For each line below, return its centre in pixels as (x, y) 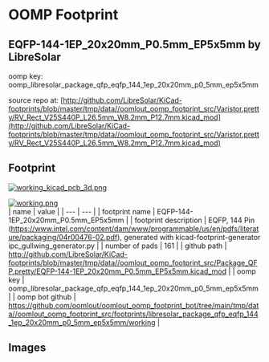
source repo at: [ (36, 100)
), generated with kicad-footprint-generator (189, 237)
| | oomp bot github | (42, 297)
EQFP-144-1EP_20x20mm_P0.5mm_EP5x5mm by (134, 45)
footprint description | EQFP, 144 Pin (195, 220)
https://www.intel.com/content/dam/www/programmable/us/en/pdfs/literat (135, 228)
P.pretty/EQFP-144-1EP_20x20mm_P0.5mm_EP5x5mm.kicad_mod (118, 271)
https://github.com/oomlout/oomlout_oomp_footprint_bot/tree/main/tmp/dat (134, 305)
